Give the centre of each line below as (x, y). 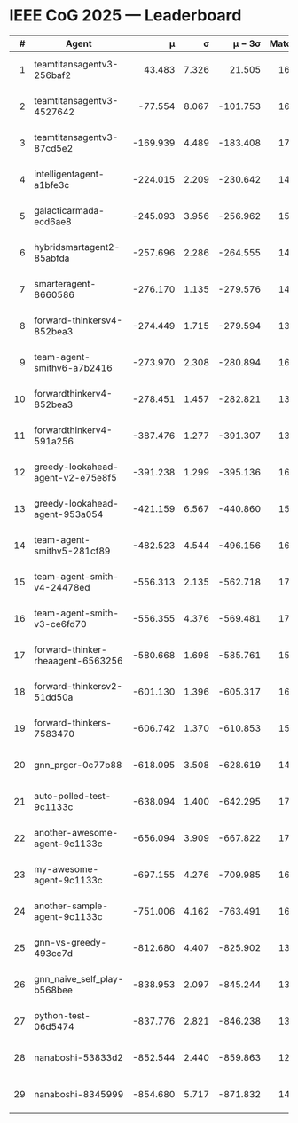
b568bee (54, 990)
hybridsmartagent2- (77, 247)
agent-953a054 (69, 514)
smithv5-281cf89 (72, 551)
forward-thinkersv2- (78, 686)
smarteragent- (65, 283)
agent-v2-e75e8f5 (75, 477)
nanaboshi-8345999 (79, 1094)
